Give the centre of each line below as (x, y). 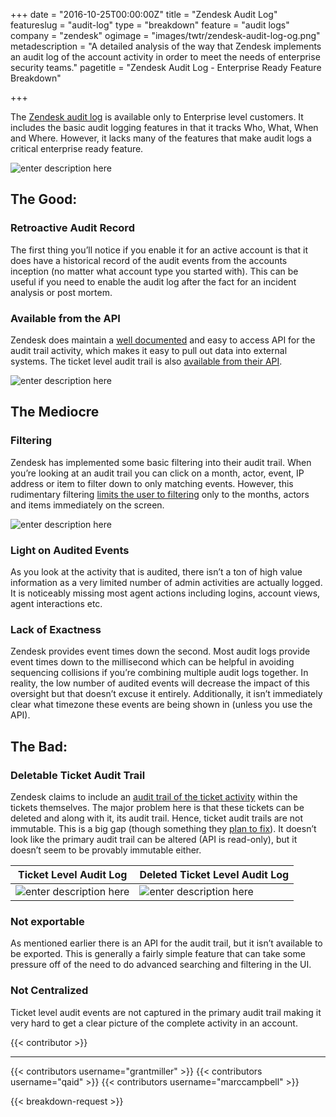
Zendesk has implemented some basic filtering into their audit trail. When (161, 462)
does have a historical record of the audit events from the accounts (149, 260)
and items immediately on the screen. (87, 505)
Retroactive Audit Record (72, 228)
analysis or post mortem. (61, 292)
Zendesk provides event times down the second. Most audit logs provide (160, 651)
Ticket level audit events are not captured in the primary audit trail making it (166, 1012)
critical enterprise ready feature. (77, 148)
